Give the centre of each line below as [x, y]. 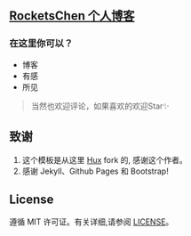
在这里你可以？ [41, 44]
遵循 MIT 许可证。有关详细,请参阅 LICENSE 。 [92, 222]
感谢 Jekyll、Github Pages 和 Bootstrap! [95, 171]
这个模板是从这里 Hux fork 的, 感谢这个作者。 [105, 159]
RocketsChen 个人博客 [72, 16]
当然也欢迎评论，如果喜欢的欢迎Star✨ [100, 106]
